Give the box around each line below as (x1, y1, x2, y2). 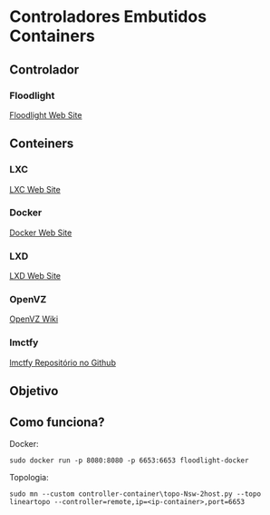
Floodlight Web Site (9, 109, 82, 120)
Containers (9, 25, 95, 46)
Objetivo (9, 383, 59, 399)
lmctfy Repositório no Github (9, 357, 116, 368)
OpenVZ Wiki (9, 313, 59, 324)
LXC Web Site (9, 183, 61, 194)
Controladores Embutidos (9, 6, 207, 27)
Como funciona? (9, 414, 105, 430)
